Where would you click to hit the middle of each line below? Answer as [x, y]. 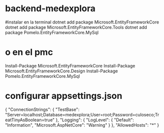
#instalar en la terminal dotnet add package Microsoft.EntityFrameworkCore [82, 22]
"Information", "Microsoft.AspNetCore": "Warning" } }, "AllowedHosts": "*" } [82, 125]
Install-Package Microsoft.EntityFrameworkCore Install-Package [70, 66]
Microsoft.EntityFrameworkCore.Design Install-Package [62, 71]
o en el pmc [29, 52]
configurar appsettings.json [64, 96]
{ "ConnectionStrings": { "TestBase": [42, 109]
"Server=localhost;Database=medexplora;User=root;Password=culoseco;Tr [82, 114]
